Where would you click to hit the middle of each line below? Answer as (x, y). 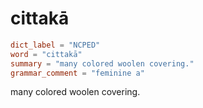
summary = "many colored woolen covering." (102, 63)
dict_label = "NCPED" (55, 45)
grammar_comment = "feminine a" (77, 73)
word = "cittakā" (46, 54)
